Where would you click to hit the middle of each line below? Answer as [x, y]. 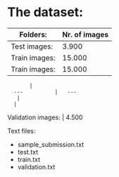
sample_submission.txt [51, 144]
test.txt [28, 152]
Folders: [33, 34]
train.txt [29, 159]
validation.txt [36, 166]
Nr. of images [86, 34]
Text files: [21, 131]
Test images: [32, 46]
